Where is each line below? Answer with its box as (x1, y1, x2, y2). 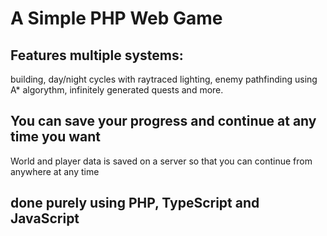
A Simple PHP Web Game (10, 7, 223, 30)
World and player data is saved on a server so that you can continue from (10, 155, 313, 167)
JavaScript (10, 210, 80, 227)
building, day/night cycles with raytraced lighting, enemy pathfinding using (10, 73, 318, 85)
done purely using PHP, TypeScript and (10, 195, 260, 212)
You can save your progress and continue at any (10, 113, 317, 130)
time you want (10, 128, 101, 146)
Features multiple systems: (10, 47, 184, 64)
